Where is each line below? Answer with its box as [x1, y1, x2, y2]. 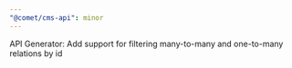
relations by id [9, 47, 63, 59]
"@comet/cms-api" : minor [9, 13, 104, 23]
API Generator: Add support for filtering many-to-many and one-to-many [9, 38, 284, 49]
